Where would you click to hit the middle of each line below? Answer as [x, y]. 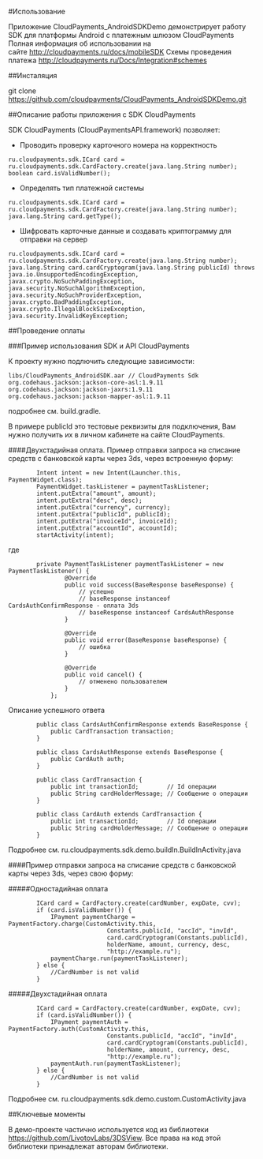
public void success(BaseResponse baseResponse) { [149, 585]
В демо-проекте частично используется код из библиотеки [108, 1129]
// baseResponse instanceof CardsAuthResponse [156, 613]
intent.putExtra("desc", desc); [90, 501]
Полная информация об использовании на [80, 43]
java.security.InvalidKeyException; [68, 316]
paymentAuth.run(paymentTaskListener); [115, 1063]
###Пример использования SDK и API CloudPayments [99, 346]
